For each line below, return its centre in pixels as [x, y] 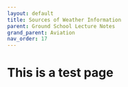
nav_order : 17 [28, 39]
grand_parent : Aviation [41, 33]
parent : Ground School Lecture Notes [61, 26]
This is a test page [60, 73]
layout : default [30, 13]
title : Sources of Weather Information [64, 20]
